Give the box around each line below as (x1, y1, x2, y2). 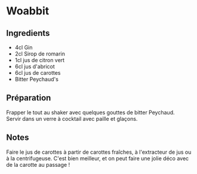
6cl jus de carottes (14, 69, 61, 76)
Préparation (6, 93, 51, 103)
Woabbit (6, 4, 50, 18)
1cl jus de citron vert (14, 57, 64, 63)
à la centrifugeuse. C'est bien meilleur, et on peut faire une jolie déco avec (6, 154, 189, 162)
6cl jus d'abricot (14, 63, 55, 70)
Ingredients (6, 28, 50, 38)
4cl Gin (14, 44, 33, 51)
